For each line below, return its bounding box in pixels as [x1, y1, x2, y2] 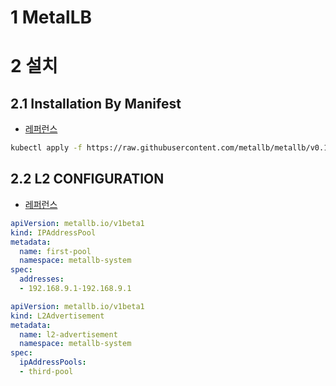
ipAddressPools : [19, 357, 87, 368]
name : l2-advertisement [19, 329, 118, 340]
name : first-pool [19, 246, 92, 256]
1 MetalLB [10, 6, 93, 29]
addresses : [19, 274, 65, 285]
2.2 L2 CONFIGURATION [10, 171, 165, 188]
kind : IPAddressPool [10, 227, 97, 238]
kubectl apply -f [10, 143, 83, 153]
